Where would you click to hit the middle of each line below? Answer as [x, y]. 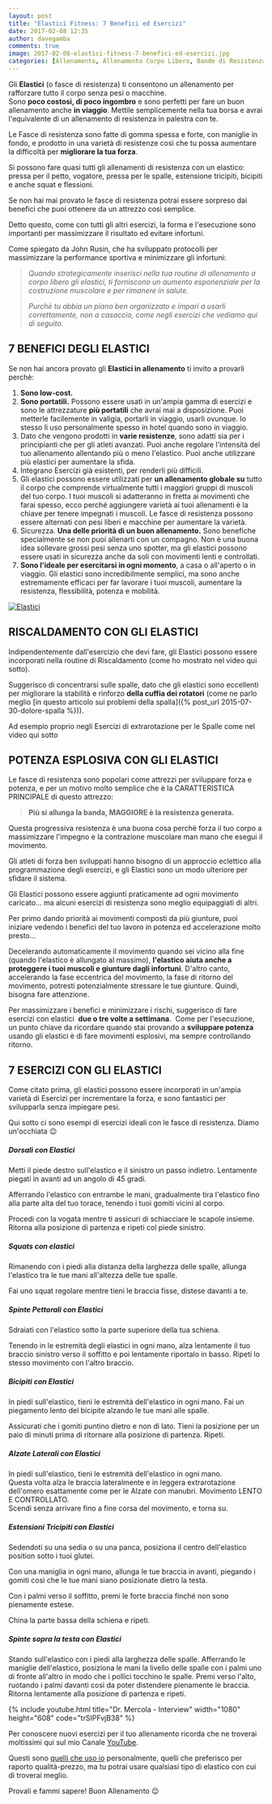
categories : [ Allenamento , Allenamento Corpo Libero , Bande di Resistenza [137, 62]
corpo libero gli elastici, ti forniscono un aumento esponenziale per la [144, 281]
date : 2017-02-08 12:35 [49, 31]
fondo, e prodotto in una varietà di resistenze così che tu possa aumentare [132, 143]
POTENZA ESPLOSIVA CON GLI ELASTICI [113, 760]
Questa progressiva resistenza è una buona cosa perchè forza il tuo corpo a [135, 829]
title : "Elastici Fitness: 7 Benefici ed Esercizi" [97, 24]
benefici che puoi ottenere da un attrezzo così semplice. [102, 208]
